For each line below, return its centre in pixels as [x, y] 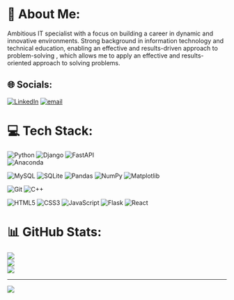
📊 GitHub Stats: [55, 232]
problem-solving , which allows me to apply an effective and [94, 56]
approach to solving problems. [76, 62]
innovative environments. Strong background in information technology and [116, 40]
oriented [19, 62]
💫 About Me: [44, 14]
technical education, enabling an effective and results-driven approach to [112, 48]
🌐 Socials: [30, 85]
